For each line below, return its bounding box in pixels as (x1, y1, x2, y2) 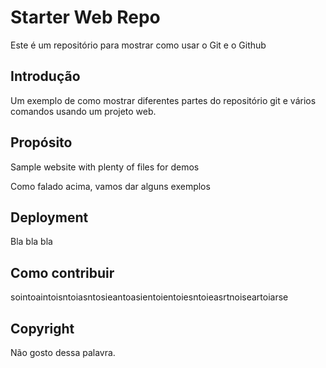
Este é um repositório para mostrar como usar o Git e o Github (10, 39, 267, 51)
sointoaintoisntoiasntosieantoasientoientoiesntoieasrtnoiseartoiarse (10, 291, 289, 303)
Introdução (10, 68, 81, 85)
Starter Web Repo (10, 6, 161, 29)
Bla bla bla (10, 236, 53, 248)
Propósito (10, 134, 73, 151)
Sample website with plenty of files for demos (10, 161, 200, 173)
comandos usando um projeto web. (10, 105, 157, 117)
